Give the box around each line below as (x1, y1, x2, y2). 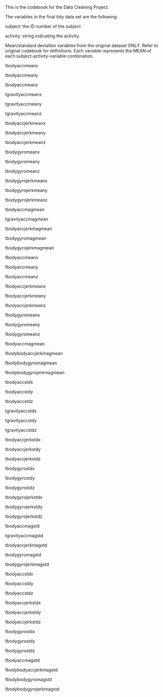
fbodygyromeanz (5, 331, 41, 337)
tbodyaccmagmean (5, 206, 45, 212)
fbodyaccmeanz (5, 274, 39, 279)
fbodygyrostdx (5, 629, 36, 634)
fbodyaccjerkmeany (5, 293, 46, 299)
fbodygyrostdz (5, 648, 36, 653)
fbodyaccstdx (5, 571, 34, 577)
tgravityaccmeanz (5, 111, 42, 116)
